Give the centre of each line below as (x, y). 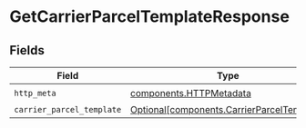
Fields (27, 50)
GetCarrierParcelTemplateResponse (149, 17)
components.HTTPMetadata (191, 93)
